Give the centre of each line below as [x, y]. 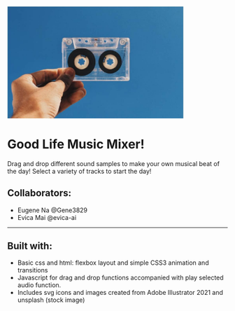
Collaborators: [40, 193]
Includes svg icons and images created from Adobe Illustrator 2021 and [120, 293]
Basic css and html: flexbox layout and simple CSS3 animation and [113, 263]
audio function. [39, 285]
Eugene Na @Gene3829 [52, 210]
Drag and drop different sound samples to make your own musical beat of [114, 163]
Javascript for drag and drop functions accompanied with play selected [120, 278]
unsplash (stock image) [51, 300]
